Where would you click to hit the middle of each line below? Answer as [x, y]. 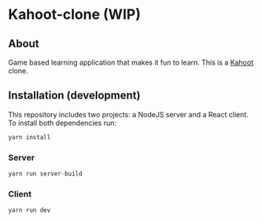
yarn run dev [30, 210]
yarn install [30, 137]
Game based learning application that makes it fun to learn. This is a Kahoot [131, 62]
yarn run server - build [45, 174]
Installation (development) [74, 96]
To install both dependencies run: [62, 123]
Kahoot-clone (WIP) [75, 15]
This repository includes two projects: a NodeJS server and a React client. [129, 114]
